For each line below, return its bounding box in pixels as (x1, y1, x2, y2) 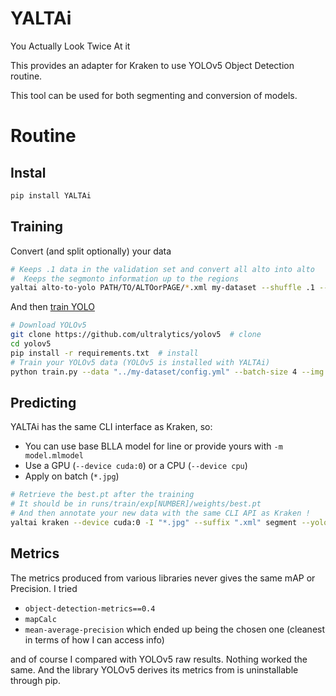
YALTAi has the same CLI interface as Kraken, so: (10, 421, 213, 433)
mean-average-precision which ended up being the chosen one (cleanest (24, 623, 326, 635)
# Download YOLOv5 (10, 320, 87, 331)
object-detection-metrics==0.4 (24, 603, 156, 614)
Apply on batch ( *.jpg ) (24, 470, 120, 482)
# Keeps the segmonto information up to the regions (10, 273, 240, 284)
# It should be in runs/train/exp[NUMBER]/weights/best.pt (10, 499, 262, 509)
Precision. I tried (10, 582, 78, 594)
